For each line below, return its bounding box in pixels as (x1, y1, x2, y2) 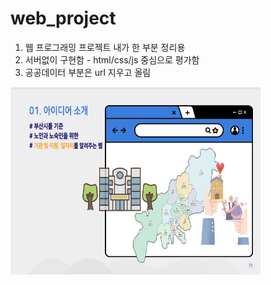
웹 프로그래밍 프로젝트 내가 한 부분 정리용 (24, 41, 186, 53)
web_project (10, 7, 117, 30)
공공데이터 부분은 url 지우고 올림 (24, 66, 152, 78)
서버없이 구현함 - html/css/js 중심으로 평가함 (24, 53, 200, 66)
